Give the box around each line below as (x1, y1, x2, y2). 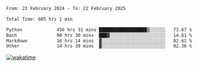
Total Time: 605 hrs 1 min (6, 16, 73, 22)
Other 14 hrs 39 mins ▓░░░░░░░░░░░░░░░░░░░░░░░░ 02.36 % (6, 43, 193, 49)
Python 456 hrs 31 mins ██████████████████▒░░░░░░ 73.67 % (6, 27, 193, 32)
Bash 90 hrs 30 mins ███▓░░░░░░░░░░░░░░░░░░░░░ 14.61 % (6, 32, 193, 38)
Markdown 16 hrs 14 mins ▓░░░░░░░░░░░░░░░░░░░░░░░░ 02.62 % (6, 38, 193, 44)
